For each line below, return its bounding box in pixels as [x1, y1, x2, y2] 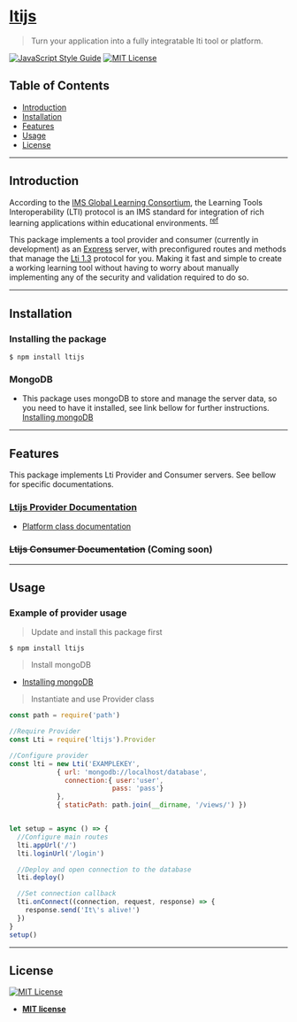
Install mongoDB [30, 660, 91, 670]
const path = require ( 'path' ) [9, 711, 121, 720]
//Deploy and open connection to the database [17, 865, 192, 874]
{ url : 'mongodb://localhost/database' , [56, 768, 208, 777]
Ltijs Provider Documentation [9, 500, 137, 513]
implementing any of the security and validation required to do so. [9, 272, 249, 283]
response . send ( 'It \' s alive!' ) [25, 906, 141, 915]
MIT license [21, 1003, 66, 1015]
